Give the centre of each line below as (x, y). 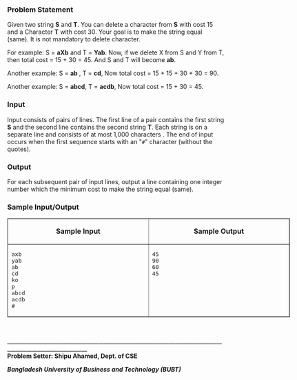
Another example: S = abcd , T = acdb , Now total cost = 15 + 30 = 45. (105, 87)
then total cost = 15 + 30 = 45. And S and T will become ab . (92, 60)
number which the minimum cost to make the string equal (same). (101, 189)
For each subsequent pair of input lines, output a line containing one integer (115, 181)
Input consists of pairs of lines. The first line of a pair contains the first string (116, 119)
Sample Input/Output (43, 207)
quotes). (19, 149)
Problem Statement (40, 10)
